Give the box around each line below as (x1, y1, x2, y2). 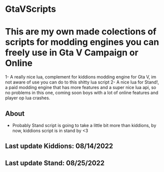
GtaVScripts (5, 3, 56, 15)
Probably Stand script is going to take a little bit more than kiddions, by (12, 122, 157, 128)
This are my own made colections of (5, 26, 157, 38)
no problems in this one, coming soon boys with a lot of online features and (5, 90, 159, 96)
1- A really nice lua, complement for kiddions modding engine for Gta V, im (5, 74, 157, 80)
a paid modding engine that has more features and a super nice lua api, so (5, 85, 157, 90)
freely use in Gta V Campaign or (5, 47, 139, 58)
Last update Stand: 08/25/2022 (5, 159, 105, 167)
